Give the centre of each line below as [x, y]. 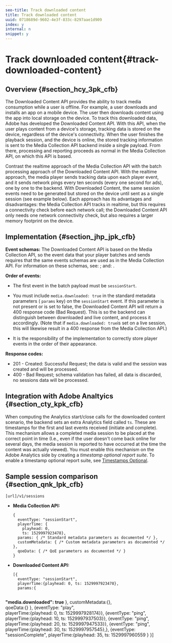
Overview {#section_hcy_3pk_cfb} [62, 89]
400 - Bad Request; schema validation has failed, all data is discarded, [87, 374]
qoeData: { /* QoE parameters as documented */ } [72, 551]
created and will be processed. [45, 369]
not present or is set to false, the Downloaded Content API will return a [87, 306]
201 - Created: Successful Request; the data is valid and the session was [90, 363]
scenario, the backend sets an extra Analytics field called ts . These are [81, 422]
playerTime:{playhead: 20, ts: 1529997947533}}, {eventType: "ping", [78, 624]
